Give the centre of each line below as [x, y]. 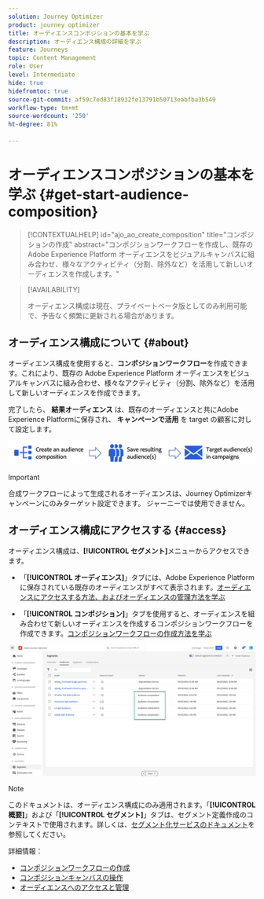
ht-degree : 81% [33, 125]
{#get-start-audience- [114, 194]
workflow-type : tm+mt [44, 108]
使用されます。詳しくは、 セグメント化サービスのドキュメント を [152, 824]
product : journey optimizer [54, 25]
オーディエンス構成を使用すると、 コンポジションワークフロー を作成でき [125, 363]
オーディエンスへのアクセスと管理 [74, 887]
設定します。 [35, 429]
